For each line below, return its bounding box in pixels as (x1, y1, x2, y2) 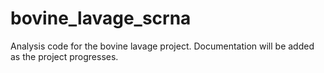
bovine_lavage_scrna (10, 7, 192, 30)
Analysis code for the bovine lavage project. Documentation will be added (10, 40, 315, 52)
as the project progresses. (10, 50, 119, 62)
